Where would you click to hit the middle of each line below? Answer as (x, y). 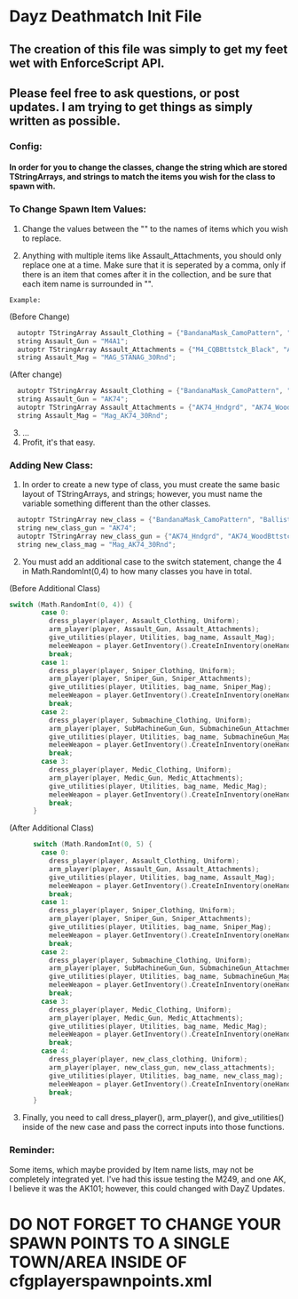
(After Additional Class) (52, 828)
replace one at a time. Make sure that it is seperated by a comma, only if (154, 265)
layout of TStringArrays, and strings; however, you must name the (142, 494)
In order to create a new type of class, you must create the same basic (151, 485)
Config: (26, 146)
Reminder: (32, 1151)
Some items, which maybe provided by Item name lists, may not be (132, 1169)
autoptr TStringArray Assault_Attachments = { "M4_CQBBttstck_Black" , (148, 349)
